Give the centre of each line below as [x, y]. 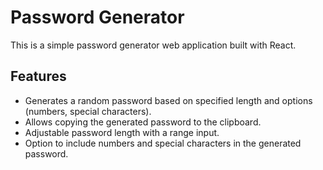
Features [38, 76]
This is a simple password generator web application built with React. [153, 45]
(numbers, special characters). [88, 111]
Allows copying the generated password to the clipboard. [143, 122]
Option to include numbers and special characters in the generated [163, 143]
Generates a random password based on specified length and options [168, 100]
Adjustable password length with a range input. [122, 132]
